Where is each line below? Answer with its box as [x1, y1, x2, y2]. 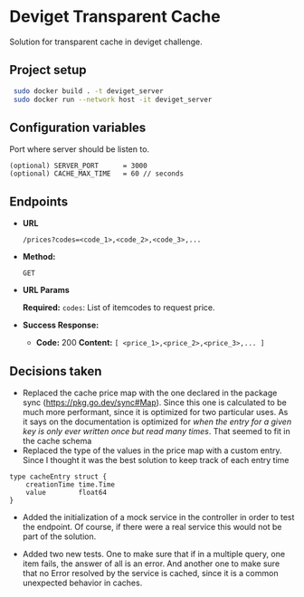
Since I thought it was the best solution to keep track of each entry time [22, 454, 290, 465]
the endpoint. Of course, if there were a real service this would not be [22, 521, 282, 532]
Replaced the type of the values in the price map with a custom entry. [22, 445, 282, 456]
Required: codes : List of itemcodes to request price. [22, 302, 215, 313]
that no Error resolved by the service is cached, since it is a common [22, 567, 279, 578]
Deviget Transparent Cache [9, 6, 221, 27]
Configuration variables [9, 119, 147, 135]
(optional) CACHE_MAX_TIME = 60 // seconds [9, 169, 184, 178]
